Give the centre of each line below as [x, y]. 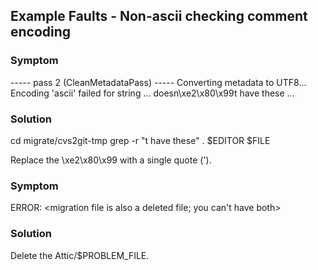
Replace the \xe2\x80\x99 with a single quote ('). [111, 160]
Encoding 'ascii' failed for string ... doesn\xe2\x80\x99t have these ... [152, 93]
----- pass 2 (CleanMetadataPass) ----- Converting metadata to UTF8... [158, 82]
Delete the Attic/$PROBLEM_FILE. [80, 255]
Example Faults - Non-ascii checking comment [159, 16]
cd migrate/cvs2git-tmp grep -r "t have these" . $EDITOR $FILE [140, 140]
